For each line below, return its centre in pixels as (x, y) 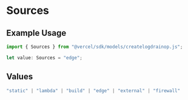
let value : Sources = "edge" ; (45, 58)
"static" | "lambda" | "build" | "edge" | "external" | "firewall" (93, 91)
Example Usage (36, 33)
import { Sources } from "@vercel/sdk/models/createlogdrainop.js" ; (95, 47)
